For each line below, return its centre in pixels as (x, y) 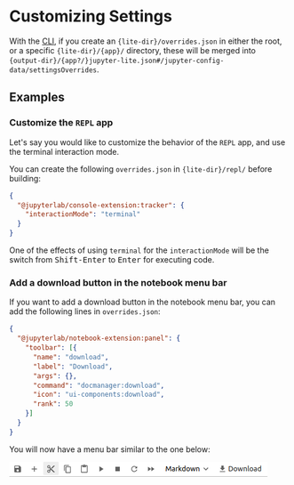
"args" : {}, (55, 376)
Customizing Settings (91, 16)
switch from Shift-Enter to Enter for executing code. (112, 259)
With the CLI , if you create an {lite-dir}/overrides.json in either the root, (146, 41)
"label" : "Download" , (73, 367)
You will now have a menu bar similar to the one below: (110, 449)
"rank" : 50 (53, 404)
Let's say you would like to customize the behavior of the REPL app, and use (147, 142)
